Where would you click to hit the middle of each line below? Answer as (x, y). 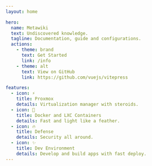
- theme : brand (35, 50)
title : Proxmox (35, 99)
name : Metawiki (30, 28)
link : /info (36, 61)
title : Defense (35, 132)
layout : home (22, 12)
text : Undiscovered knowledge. (50, 33)
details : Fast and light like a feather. (68, 121)
